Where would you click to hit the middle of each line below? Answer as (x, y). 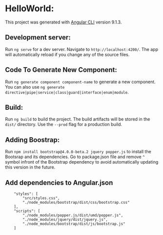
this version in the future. (30, 167)
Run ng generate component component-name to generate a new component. (81, 82)
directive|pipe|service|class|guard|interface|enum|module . (67, 92)
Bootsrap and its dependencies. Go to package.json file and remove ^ (75, 157)
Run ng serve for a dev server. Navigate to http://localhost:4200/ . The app (82, 49)
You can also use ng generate (35, 87)
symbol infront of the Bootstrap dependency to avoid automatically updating (82, 162)
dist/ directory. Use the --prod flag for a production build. (63, 124)
